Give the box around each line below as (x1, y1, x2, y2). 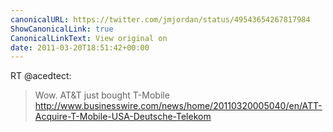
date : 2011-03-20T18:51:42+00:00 (10, 42, 150, 53)
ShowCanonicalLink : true (10, 24, 114, 34)
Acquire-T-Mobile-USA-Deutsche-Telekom (34, 111, 212, 123)
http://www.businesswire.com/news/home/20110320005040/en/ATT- (34, 100, 323, 112)
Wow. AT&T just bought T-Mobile (34, 89, 170, 101)
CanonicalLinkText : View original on (10, 33, 168, 43)
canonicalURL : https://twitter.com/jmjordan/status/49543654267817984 (10, 14, 311, 25)
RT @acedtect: (10, 70, 72, 82)
